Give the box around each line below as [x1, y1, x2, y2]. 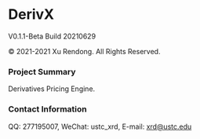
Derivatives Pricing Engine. [8, 84, 96, 93]
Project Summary [8, 66, 76, 77]
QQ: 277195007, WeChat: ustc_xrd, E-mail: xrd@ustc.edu [8, 122, 192, 131]
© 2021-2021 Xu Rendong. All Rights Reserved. [8, 46, 161, 56]
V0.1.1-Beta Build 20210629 [8, 31, 96, 41]
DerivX [8, 5, 55, 24]
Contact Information [8, 104, 88, 115]
